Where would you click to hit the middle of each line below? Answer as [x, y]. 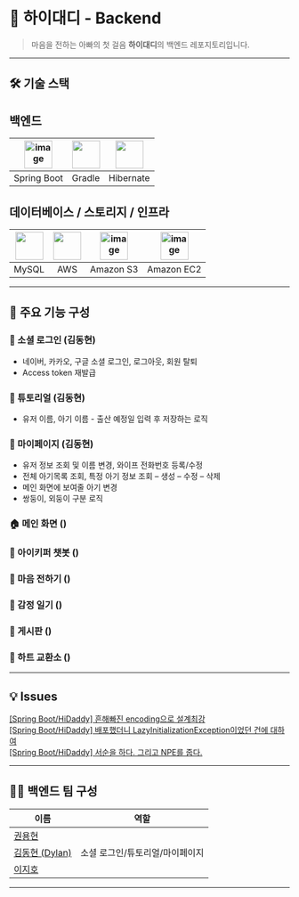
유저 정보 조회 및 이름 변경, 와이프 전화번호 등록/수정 [112, 465]
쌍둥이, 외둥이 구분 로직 [63, 499]
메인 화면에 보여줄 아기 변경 [70, 487]
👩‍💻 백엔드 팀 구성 [53, 791]
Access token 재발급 [59, 372]
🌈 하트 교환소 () [40, 657]
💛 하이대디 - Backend [85, 18]
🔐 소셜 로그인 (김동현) [53, 340]
